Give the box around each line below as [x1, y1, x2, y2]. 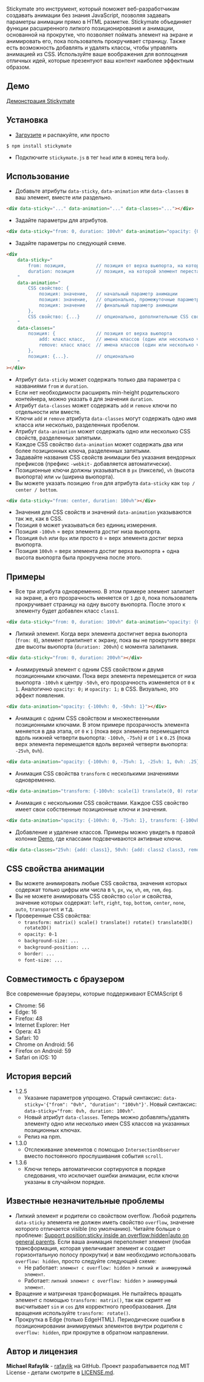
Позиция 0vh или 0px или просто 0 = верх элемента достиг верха [15, 535, 183, 542]
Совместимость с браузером [6, 974, 125, 984]
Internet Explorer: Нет [15, 1021, 70, 1028]
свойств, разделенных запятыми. [15, 434, 103, 441]
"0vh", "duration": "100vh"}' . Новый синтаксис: [70, 1100, 197, 1108]
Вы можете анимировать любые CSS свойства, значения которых [15, 880, 188, 887]
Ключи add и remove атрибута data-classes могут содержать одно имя [15, 415, 197, 422]
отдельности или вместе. [15, 408, 81, 415]
